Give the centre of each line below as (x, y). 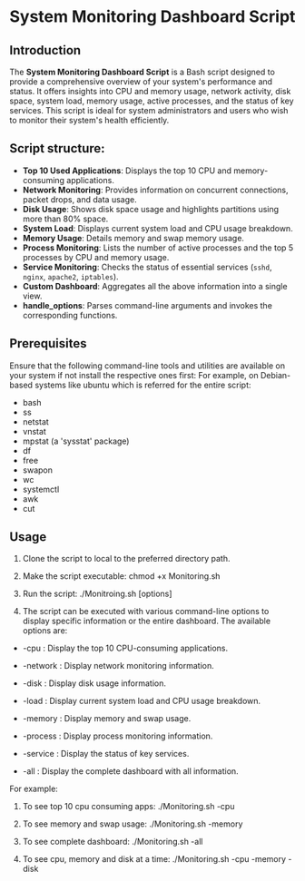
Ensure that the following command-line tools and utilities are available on (148, 366)
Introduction (45, 50)
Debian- (275, 375)
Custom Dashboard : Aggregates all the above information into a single (155, 286)
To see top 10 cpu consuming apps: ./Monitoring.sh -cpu (128, 807)
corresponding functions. (70, 315)
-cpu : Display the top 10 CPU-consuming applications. (125, 648)
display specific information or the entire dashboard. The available (146, 621)
